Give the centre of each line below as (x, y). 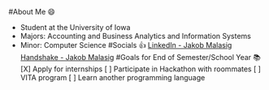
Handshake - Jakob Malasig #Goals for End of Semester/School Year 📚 (141, 57)
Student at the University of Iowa (75, 27)
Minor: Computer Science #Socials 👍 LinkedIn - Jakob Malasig (126, 45)
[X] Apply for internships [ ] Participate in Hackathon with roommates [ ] (141, 69)
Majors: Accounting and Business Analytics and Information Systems (136, 36)
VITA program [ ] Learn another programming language (113, 77)
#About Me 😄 (32, 12)
